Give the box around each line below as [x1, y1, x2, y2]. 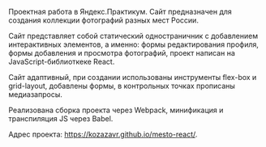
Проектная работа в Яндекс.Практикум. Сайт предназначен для [8, 7, 233, 16]
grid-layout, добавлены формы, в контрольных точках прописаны [8, 81, 235, 90]
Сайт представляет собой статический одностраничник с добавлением [8, 31, 258, 40]
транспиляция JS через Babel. [8, 114, 114, 124]
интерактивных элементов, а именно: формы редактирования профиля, [8, 40, 260, 49]
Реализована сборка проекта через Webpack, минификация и [8, 105, 224, 115]
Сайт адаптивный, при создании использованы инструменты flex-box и [8, 73, 257, 82]
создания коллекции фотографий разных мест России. [8, 15, 199, 25]
